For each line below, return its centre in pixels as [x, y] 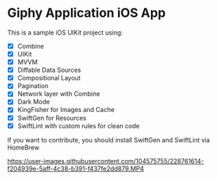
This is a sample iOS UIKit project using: [65, 32]
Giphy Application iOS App [87, 13]
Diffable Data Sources [49, 70]
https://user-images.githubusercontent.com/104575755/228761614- [106, 161]
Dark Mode [34, 102]
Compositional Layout [49, 78]
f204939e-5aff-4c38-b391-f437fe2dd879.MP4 [76, 168]
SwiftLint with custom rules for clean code [79, 125]
